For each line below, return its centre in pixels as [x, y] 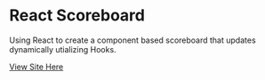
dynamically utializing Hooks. [63, 49]
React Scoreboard [77, 16]
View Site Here [36, 67]
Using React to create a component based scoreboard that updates [132, 40]
